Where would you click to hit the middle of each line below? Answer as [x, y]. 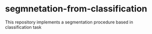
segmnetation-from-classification [76, 9]
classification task [23, 27]
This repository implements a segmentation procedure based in [69, 22]
